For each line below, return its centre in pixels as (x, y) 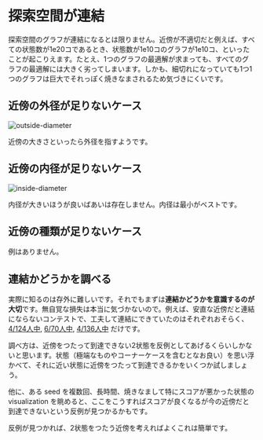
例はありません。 (36, 251)
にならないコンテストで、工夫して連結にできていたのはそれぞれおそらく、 (128, 319)
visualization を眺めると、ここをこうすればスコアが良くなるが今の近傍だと (129, 401)
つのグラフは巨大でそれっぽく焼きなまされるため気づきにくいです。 (118, 79)
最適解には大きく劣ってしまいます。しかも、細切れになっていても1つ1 (141, 68)
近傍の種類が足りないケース (75, 231)
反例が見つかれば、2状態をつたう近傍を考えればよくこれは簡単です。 (120, 428)
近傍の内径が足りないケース (75, 169)
